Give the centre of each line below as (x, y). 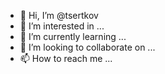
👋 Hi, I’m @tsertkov (59, 15)
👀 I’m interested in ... (62, 26)
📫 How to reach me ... (66, 58)
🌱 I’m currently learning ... (73, 36)
